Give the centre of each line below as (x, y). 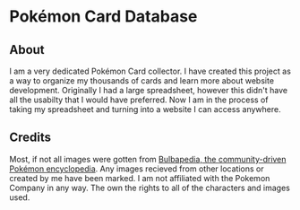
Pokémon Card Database (103, 17)
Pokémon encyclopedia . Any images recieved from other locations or (137, 169)
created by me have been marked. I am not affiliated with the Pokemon (140, 178)
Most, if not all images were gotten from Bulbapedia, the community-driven (148, 159)
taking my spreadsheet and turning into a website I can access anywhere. (145, 109)
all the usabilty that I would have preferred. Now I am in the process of (139, 100)
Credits (30, 138)
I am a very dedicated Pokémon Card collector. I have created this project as (150, 71)
